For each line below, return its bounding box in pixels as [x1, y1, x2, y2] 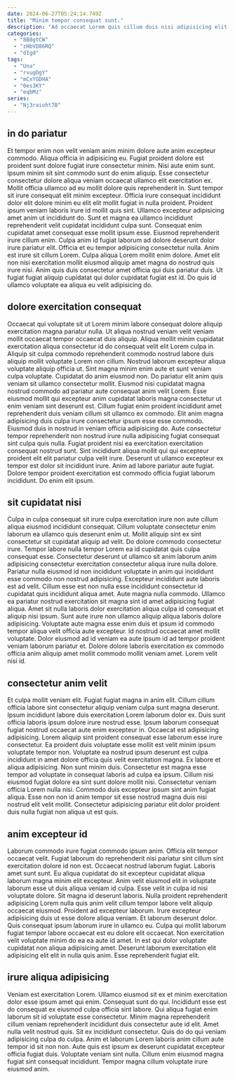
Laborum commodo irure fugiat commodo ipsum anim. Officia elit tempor [7, 847, 219, 855]
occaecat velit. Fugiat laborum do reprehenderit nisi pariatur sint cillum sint [7, 854, 224, 862]
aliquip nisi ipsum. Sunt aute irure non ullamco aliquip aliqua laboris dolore [7, 612, 222, 621]
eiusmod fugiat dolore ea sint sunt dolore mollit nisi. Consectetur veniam [7, 778, 217, 786]
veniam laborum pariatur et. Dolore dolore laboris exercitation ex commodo [7, 642, 224, 650]
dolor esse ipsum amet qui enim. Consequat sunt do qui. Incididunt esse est [7, 998, 227, 1006]
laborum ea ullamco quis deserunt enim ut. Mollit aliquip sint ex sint [7, 530, 202, 538]
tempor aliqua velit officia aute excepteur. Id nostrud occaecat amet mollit [7, 627, 220, 635]
